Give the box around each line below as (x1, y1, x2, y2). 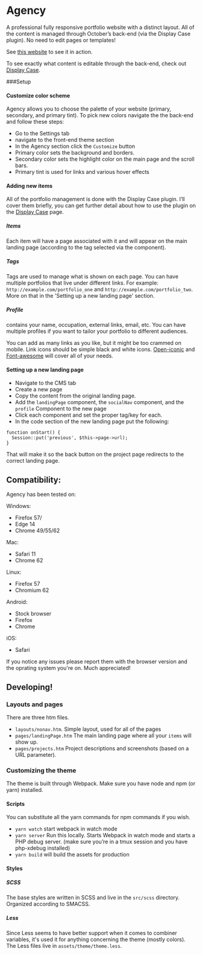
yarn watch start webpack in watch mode (14, 825, 118, 832)
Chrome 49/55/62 (14, 527, 60, 535)
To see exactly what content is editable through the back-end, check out (6, 60, 187, 67)
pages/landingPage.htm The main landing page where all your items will (14, 732, 192, 739)
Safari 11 (14, 550, 36, 558)
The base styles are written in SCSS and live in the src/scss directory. (6, 894, 180, 901)
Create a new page (14, 386, 63, 393)
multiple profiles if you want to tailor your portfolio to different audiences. (6, 327, 188, 335)
